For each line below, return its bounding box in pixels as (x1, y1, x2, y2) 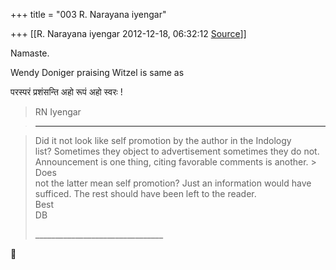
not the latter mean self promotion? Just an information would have (34, 177, 312, 189)
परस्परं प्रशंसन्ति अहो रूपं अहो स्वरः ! (10, 86, 123, 98)
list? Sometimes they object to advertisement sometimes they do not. (34, 145, 320, 157)
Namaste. (10, 47, 50, 59)
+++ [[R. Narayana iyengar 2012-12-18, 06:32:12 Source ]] (10, 28, 247, 39)
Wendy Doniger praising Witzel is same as (10, 67, 185, 78)
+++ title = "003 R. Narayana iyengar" (10, 9, 167, 20)
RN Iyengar (34, 106, 82, 118)
